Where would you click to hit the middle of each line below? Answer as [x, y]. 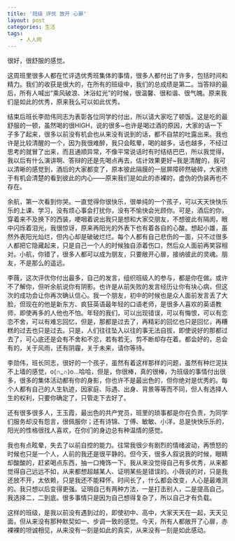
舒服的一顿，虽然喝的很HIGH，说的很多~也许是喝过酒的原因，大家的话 [109, 125]
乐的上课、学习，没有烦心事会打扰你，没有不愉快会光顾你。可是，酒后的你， [117, 210]
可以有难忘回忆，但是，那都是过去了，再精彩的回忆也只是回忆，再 [126, 322]
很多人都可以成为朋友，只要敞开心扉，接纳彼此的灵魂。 [142, 254]
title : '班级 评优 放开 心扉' [47, 14]
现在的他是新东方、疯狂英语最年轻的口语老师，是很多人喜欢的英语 [120, 304]
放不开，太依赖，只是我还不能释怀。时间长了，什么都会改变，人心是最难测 [120, 480]
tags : [15, 33]
